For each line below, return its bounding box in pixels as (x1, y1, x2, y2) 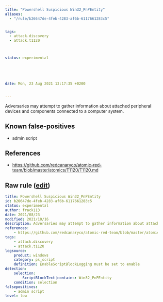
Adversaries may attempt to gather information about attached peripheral (5, 103, 152, 109)
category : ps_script (14, 257, 55, 262)
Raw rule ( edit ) (5, 181, 50, 189)
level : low (5, 293, 27, 299)
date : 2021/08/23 (5, 212, 40, 217)
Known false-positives (5, 122, 75, 131)
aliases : (5, 12, 23, 17)
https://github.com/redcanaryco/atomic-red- (12, 162, 102, 168)
